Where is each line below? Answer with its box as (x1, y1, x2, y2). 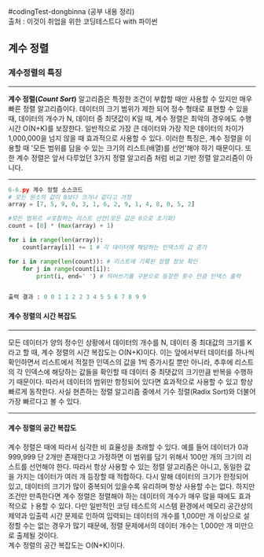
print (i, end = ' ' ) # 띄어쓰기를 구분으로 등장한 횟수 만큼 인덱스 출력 (36, 272, 241, 280)
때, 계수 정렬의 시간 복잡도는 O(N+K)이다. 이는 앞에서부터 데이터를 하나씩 (31, 347, 255, 357)
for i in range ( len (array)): (8, 236, 104, 244)
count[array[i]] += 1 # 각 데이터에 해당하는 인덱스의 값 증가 (22, 243, 207, 251)
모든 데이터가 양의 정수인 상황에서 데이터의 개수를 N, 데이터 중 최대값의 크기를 (8, 337, 246, 347)
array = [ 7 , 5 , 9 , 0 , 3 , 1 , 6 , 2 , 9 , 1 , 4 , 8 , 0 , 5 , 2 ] (8, 200, 195, 208)
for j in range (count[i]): (22, 265, 111, 273)
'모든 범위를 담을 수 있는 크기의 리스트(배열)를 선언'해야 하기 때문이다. (31, 143, 244, 152)
